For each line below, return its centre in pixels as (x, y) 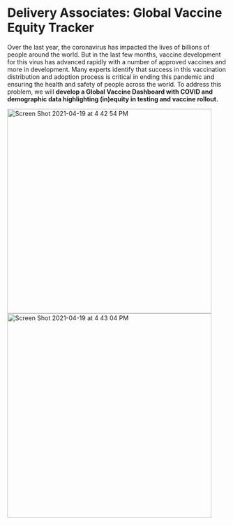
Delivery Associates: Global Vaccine (115, 13)
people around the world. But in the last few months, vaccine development (114, 55)
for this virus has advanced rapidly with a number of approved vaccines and (117, 62)
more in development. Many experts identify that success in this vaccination (117, 69)
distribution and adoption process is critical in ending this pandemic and (111, 77)
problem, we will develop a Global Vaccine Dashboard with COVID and (110, 92)
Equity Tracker (51, 28)
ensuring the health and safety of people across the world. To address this (114, 84)
